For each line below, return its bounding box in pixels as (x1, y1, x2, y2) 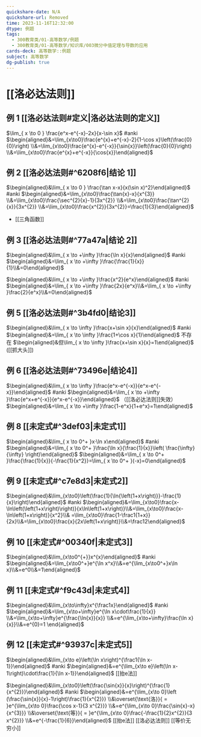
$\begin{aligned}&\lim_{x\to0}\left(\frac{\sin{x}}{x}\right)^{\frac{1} (6, 682, 170, 689)
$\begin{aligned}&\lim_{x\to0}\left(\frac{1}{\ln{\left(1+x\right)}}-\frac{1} (6, 492, 182, 499)
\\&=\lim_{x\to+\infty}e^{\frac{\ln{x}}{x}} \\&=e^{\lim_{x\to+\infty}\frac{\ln (6, 615, 187, 621)
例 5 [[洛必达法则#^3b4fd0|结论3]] (6, 308, 137, 318)
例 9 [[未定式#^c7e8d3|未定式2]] (6, 476, 128, 486)
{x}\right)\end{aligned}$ (6, 499, 67, 506)
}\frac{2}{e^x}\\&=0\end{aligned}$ (6, 289, 92, 296)
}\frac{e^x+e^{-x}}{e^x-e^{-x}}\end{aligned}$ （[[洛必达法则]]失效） (6, 396, 176, 403)
